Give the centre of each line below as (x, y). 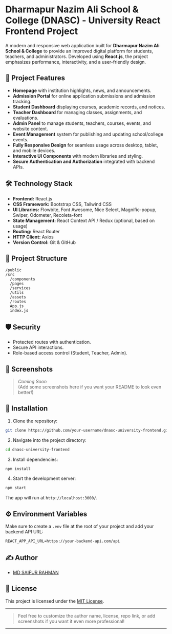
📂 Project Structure (36, 258)
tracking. (22, 101)
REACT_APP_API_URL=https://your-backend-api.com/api (63, 541)
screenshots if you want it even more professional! (71, 621)
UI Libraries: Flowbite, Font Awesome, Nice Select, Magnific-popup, (85, 210)
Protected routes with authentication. (52, 342)
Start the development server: (44, 478)
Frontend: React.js (33, 198)
